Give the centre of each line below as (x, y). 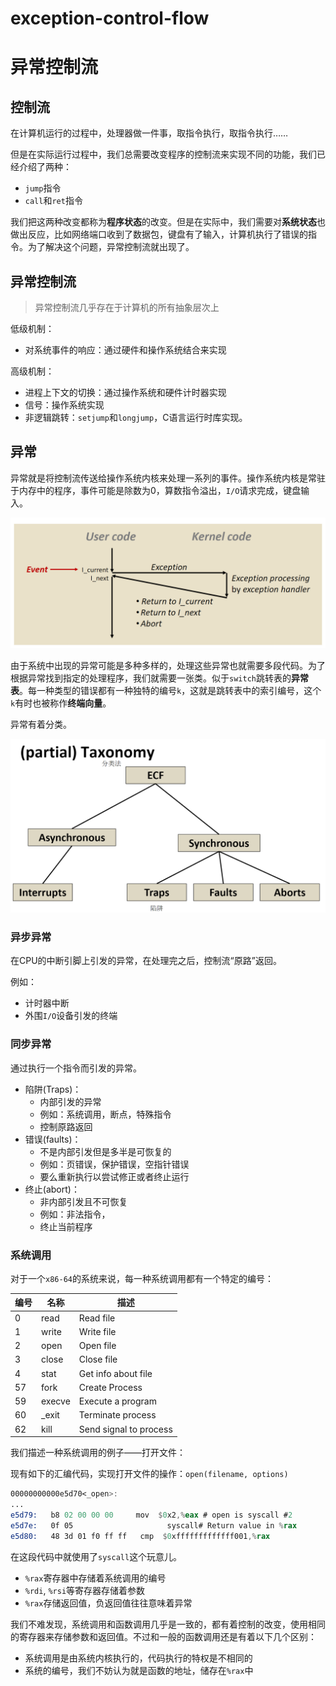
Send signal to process (125, 1429)
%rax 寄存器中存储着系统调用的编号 (95, 1578)
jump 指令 (43, 188)
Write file (97, 1331)
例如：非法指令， (75, 1214)
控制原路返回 (66, 1126)
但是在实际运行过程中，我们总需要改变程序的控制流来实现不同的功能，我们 (163, 154)
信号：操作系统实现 (64, 405)
